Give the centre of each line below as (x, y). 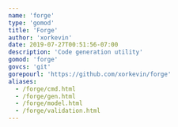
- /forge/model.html (49, 103)
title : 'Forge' (33, 30)
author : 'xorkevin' (40, 37)
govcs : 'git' (30, 67)
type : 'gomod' (32, 23)
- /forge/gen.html (46, 96)
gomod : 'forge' (33, 60)
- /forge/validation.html (58, 111)
